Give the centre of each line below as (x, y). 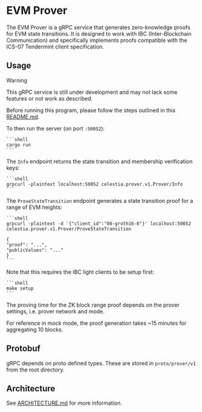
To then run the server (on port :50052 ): (56, 128)
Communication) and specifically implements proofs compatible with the (97, 40)
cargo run (19, 145)
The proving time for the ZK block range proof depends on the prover (93, 305)
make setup (20, 288)
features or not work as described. (49, 98)
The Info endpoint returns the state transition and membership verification (99, 161)
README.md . (23, 116)
